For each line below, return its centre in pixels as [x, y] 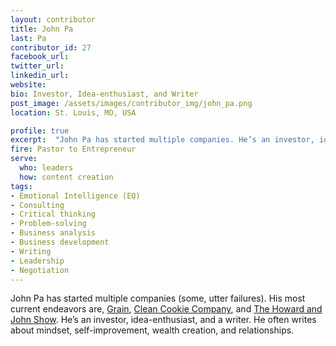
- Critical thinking [53, 214]
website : [28, 85]
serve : [24, 159]
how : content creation [66, 177]
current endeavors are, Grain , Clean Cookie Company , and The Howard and [166, 309]
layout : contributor [53, 19]
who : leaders [46, 168]
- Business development [60, 242]
